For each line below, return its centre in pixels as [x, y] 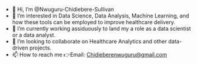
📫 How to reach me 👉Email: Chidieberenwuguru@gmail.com [89, 55]
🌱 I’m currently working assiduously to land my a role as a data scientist [101, 28]
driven [20, 48]
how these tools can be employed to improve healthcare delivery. [94, 22]
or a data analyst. [34, 35]
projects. [40, 48]
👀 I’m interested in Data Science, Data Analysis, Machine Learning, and [101, 16]
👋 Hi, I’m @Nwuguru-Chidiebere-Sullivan [63, 9]
